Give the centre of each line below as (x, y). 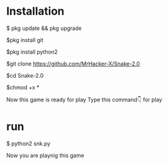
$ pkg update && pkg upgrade (44, 28)
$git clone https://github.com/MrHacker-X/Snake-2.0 (73, 64)
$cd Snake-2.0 (25, 75)
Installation (35, 11)
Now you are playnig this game (45, 155)
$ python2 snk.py (28, 143)
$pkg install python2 (32, 52)
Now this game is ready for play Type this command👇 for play (84, 100)
